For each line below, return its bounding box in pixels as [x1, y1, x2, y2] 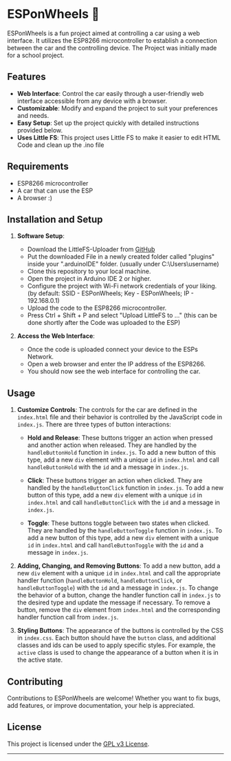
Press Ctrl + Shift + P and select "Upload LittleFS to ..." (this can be [27, 311, 218, 319]
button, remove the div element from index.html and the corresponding [16, 606, 221, 614]
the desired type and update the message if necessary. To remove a [16, 598, 211, 606]
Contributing [7, 675, 63, 687]
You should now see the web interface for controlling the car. [27, 367, 201, 375]
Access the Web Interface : [16, 332, 95, 340]
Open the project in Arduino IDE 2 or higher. [27, 275, 151, 283]
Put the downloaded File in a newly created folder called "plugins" [27, 253, 215, 261]
